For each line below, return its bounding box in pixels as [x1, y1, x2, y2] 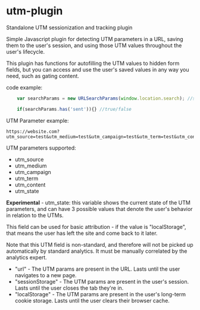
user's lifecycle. [6, 48, 45, 55]
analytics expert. [6, 253, 48, 261]
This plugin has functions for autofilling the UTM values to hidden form [6, 60, 180, 67]
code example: [6, 83, 43, 91]
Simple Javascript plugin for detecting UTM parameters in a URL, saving [6, 35, 183, 42]
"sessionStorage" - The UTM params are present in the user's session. [14, 278, 189, 285]
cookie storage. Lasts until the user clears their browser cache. [14, 297, 170, 304]
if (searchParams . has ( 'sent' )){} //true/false [17, 106, 132, 112]
